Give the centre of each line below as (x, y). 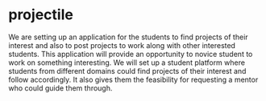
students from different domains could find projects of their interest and (127, 71)
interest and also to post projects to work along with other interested (122, 45)
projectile (41, 15)
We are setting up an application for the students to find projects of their (128, 37)
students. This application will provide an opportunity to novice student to (131, 54)
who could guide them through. (60, 88)
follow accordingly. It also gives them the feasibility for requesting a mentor (133, 79)
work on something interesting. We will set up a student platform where (127, 63)
